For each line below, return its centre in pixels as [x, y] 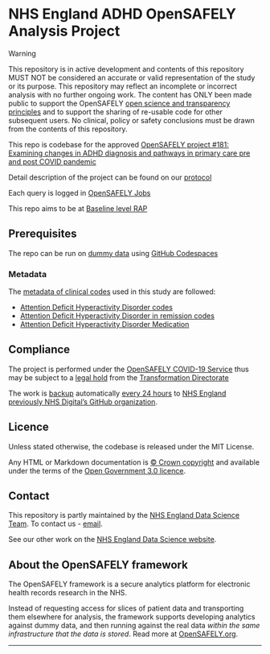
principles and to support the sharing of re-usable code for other [116, 112]
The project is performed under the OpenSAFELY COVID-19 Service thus [129, 369]
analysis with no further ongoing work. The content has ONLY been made [130, 94]
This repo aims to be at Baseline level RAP [78, 208]
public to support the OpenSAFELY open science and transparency [119, 103]
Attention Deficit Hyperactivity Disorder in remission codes [117, 316]
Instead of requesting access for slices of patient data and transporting [126, 608]
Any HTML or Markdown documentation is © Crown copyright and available [134, 462]
